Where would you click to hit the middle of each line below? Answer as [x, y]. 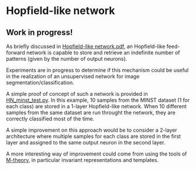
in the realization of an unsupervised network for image [73, 76]
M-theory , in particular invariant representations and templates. [82, 160]
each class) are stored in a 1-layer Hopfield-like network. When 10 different [97, 106]
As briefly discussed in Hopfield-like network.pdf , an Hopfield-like [86, 46]
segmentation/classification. [40, 82]
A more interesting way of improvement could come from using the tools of [97, 154]
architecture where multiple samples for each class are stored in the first [94, 136]
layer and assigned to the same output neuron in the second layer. [86, 142]
